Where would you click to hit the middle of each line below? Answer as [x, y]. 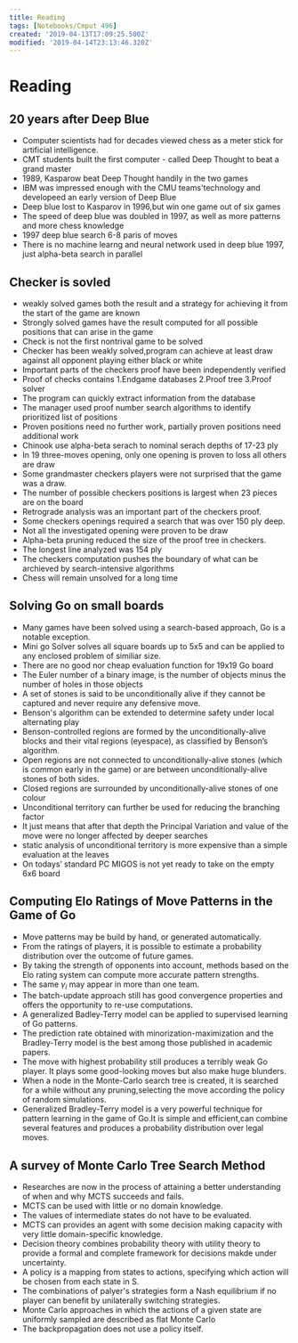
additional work [50, 436]
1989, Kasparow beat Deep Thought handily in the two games [135, 178]
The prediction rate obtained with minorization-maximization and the [148, 1033]
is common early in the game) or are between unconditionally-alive [145, 769]
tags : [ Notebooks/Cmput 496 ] [63, 26]
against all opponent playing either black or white [112, 361]
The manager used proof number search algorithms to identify [137, 408]
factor [33, 817]
